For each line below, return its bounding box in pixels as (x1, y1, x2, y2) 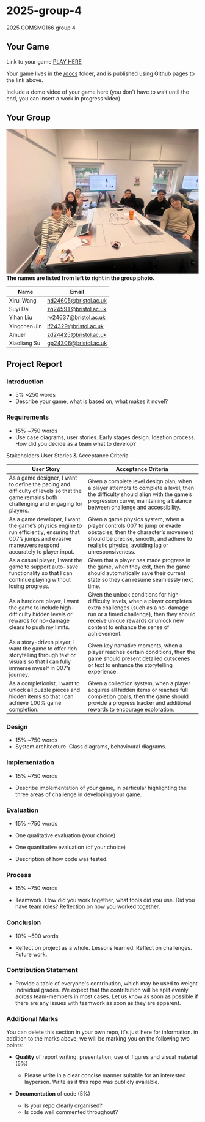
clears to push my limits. (9, 623, 70, 631)
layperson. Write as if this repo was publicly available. (24, 1079, 160, 1086)
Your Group (6, 113, 51, 123)
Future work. (15, 951, 48, 958)
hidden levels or (32, 611, 73, 618)
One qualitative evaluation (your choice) (15, 831, 116, 839)
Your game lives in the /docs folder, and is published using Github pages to (6, 70, 195, 77)
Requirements (6, 413, 49, 421)
